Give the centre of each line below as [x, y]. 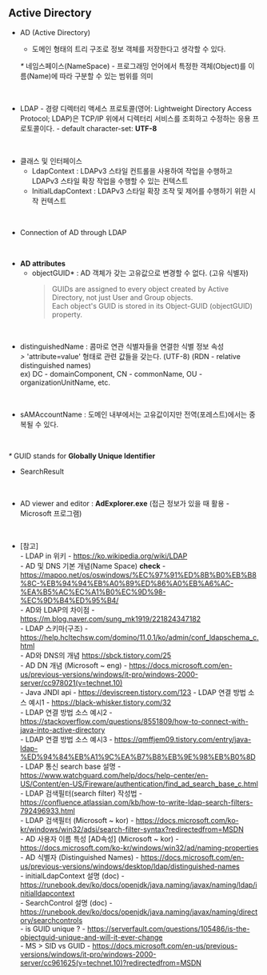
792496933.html [48, 810]
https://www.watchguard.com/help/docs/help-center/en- [114, 775]
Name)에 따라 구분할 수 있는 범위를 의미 [91, 76]
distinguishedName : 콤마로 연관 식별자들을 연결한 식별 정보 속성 [122, 346]
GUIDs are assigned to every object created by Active [140, 289]
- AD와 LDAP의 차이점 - [57, 609]
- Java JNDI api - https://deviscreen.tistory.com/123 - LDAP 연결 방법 [133, 692]
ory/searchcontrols [51, 920]
